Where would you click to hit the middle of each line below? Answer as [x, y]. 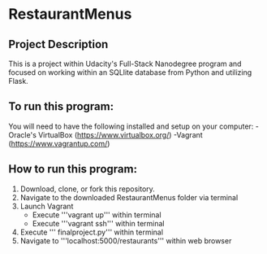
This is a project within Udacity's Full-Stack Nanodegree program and [125, 63]
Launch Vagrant [47, 206]
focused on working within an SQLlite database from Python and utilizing [130, 72]
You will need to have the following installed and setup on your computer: [131, 126]
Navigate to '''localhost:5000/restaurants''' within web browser [126, 240]
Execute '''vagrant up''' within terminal [97, 215]
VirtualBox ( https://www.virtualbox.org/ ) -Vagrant [120, 134]
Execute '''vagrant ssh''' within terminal [98, 223]
